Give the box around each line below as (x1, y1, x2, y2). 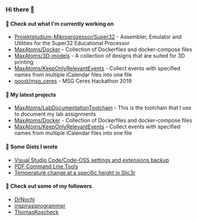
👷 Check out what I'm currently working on (5, 20, 114, 27)
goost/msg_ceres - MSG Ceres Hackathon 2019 (14, 77, 132, 85)
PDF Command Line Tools (14, 163, 79, 170)
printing (14, 59, 34, 66)
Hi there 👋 (5, 5, 35, 14)
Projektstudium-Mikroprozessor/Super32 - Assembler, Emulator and (14, 33, 182, 40)
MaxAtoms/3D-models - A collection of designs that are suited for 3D (14, 52, 185, 59)
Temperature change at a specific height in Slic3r (14, 169, 135, 176)
